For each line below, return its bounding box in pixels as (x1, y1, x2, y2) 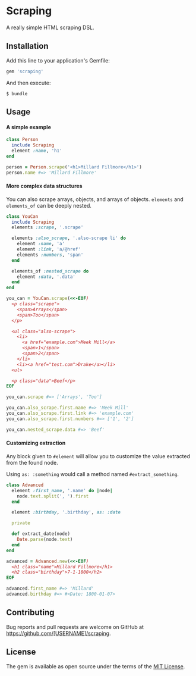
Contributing (6, 608, 55, 618)
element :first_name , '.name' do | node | (11, 487, 113, 493)
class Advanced (6, 482, 44, 488)
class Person (6, 137, 39, 143)
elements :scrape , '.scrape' (11, 224, 84, 230)
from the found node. (6, 459, 58, 466)
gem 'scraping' (6, 68, 44, 74)
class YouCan (6, 213, 39, 220)
